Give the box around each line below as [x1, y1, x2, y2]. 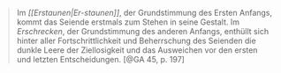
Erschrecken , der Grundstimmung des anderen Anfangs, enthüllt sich [16, 26, 270, 36]
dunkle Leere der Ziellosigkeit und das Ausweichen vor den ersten [16, 45, 258, 55]
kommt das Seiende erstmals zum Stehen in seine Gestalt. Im [16, 17, 240, 27]
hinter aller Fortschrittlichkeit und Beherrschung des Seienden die [16, 35, 257, 46]
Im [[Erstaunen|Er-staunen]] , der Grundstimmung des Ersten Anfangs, [16, 8, 273, 18]
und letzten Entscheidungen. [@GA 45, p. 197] [16, 55, 185, 64]
